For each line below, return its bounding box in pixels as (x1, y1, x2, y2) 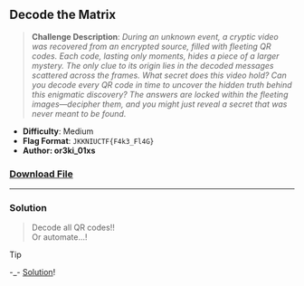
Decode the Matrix (9, 7, 116, 23)
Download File (9, 167, 74, 180)
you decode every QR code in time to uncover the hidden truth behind (31, 79, 292, 90)
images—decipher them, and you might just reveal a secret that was (31, 99, 288, 110)
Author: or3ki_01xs (22, 145, 96, 156)
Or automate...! (31, 232, 88, 243)
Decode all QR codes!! (31, 222, 115, 234)
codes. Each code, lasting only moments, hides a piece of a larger (31, 50, 280, 62)
